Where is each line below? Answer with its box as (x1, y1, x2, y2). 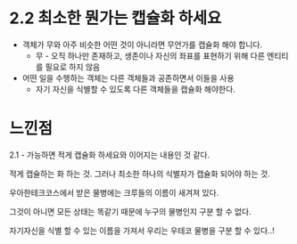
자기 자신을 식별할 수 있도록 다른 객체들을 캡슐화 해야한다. (35, 84, 236, 94)
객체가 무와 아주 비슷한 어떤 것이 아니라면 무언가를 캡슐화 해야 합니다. (21, 39, 263, 50)
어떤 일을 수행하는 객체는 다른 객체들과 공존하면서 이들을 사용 (21, 72, 235, 83)
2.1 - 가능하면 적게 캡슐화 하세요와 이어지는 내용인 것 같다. (9, 149, 210, 160)
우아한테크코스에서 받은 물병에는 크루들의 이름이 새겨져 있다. (9, 187, 219, 198)
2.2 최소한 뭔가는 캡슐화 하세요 (9, 8, 222, 28)
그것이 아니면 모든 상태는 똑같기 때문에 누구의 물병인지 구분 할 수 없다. (9, 206, 252, 216)
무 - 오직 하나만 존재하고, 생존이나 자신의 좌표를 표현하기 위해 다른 (35, 50, 266, 61)
